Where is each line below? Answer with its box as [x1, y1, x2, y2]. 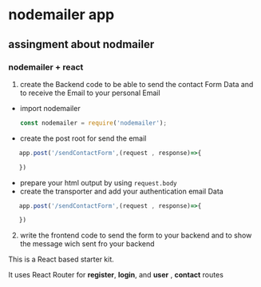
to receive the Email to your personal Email [19, 88, 161, 98]
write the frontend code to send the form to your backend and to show [19, 230, 252, 241]
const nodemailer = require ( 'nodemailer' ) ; [19, 118, 168, 127]
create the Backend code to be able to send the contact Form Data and [19, 79, 254, 89]
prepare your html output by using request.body [19, 177, 177, 187]
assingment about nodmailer [8, 38, 155, 51]
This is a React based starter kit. [8, 254, 114, 265]
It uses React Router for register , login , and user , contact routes [8, 270, 223, 280]
